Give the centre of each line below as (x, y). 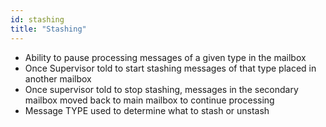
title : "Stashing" (48, 29)
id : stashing (37, 19)
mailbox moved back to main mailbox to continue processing (149, 100)
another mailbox (58, 78)
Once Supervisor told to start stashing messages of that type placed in (170, 68)
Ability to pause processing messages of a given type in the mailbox (165, 57)
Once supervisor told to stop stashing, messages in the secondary (161, 89)
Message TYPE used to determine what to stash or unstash (147, 110)
